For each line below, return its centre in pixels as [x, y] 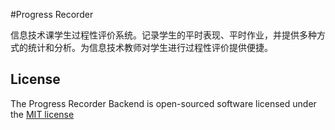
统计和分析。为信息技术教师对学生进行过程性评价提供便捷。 [150, 47]
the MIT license [42, 114]
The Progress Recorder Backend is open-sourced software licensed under [163, 103]
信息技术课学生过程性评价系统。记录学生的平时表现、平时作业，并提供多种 [163, 35]
